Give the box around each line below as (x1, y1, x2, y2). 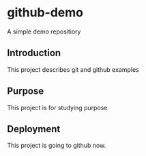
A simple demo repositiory (7, 27, 81, 36)
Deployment (7, 123, 61, 135)
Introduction (7, 47, 61, 59)
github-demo (7, 5, 84, 21)
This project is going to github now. (7, 142, 106, 150)
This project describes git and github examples (7, 65, 139, 73)
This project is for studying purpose (7, 103, 108, 112)
